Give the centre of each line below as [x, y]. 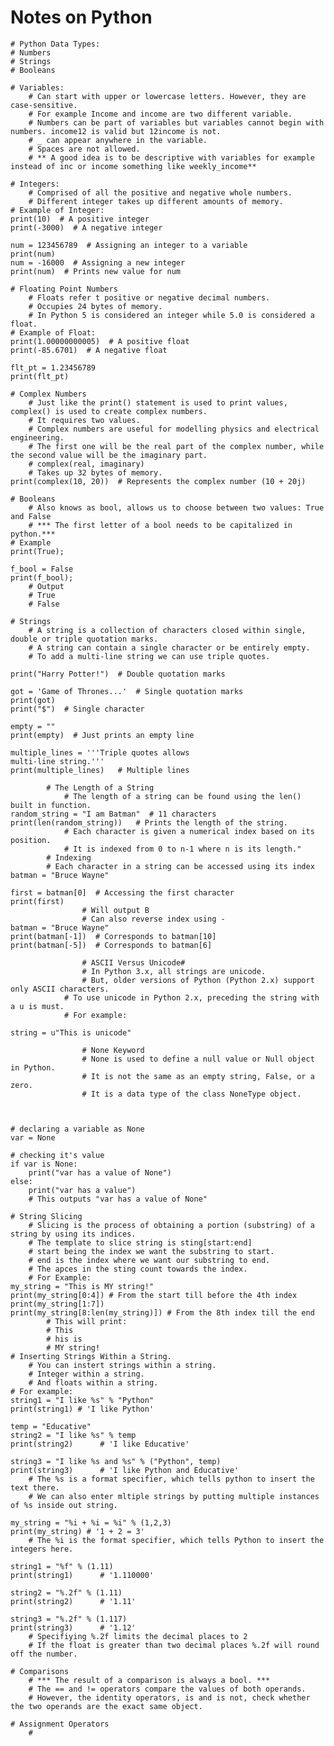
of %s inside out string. [64, 1505]
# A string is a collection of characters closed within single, [167, 630]
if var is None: [44, 1164]
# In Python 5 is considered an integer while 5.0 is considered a [171, 315]
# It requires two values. [84, 420]
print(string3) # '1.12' [73, 1627]
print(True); [37, 551]
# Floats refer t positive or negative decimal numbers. [149, 297]
